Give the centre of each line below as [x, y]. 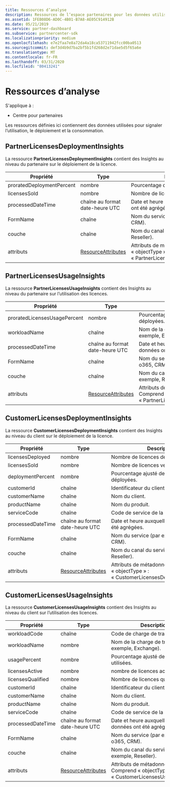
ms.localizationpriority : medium [40, 39]
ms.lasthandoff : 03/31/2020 [35, 62]
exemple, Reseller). [134, 756]
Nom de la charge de [136, 642]
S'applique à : [19, 106]
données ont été [131, 727]
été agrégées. [127, 527]
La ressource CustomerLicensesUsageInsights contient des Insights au [81, 607]
